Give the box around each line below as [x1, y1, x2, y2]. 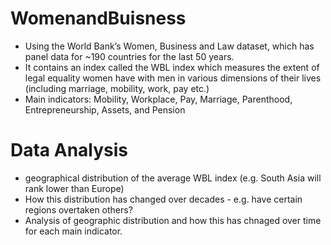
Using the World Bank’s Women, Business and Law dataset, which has [24, 40, 315, 52]
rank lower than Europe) [24, 182, 125, 194]
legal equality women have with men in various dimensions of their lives [24, 72, 322, 84]
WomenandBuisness [10, 7, 187, 30]
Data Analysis [10, 139, 129, 162]
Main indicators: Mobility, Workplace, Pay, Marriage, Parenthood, [24, 93, 293, 105]
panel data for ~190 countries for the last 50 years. [24, 50, 235, 62]
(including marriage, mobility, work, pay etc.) [24, 82, 210, 94]
